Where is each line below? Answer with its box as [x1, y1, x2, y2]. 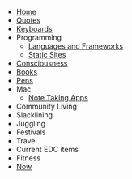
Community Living [15, 101, 77, 111]
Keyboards [15, 24, 53, 33]
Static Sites [28, 50, 66, 59]
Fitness [15, 153, 41, 163]
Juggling [15, 119, 46, 128]
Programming [15, 32, 62, 42]
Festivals [15, 127, 46, 137]
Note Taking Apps [28, 93, 89, 102]
